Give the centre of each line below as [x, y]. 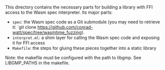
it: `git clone [24, 27]
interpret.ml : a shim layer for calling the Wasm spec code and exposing [86, 37]
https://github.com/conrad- [65, 27]
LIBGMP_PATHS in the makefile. [37, 63]
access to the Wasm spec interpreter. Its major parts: [59, 12]
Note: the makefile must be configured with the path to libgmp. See [73, 58]
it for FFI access [29, 43]
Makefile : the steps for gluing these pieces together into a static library [84, 48]
